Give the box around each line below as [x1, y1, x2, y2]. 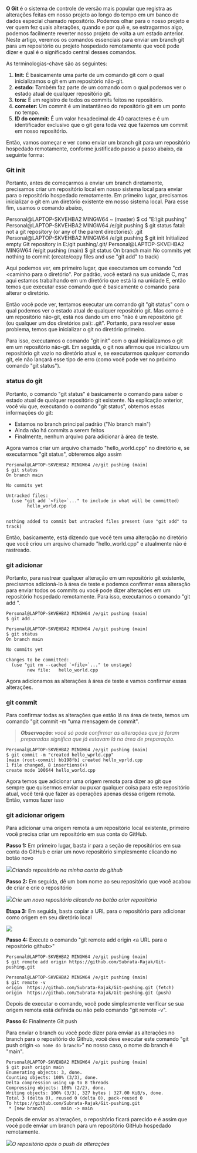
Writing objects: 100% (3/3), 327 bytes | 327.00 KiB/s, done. [6, 1090, 164, 1096]
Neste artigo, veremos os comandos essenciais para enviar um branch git [6, 36, 185, 43]
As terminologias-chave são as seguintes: [6, 60, 107, 67]
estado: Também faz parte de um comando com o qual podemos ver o [14, 84, 186, 90]
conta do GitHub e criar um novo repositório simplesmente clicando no [6, 848, 177, 855]
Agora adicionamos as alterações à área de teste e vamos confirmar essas [6, 677, 186, 684]
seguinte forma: [6, 152, 45, 158]
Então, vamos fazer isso [6, 796, 64, 804]
